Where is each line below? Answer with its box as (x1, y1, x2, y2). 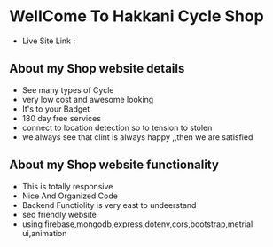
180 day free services (21, 112, 102, 123)
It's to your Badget (21, 104, 90, 114)
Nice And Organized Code (21, 190, 118, 201)
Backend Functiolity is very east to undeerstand (21, 199, 197, 210)
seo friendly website (21, 209, 97, 220)
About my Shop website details (9, 61, 185, 76)
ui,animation (21, 228, 67, 238)
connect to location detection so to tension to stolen (21, 122, 213, 133)
